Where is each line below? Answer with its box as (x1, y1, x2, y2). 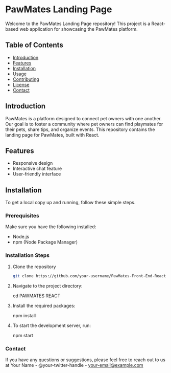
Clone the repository (12, 264, 56, 270)
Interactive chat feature (12, 165, 62, 172)
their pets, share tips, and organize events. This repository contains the (5, 126, 155, 133)
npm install (12, 312, 36, 318)
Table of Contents (5, 41, 64, 50)
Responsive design (12, 160, 53, 166)
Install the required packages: (12, 302, 76, 309)
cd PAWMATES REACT (12, 293, 61, 299)
